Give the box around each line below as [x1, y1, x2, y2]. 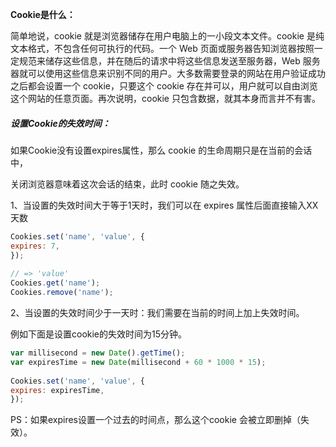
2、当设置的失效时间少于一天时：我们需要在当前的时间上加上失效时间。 [10, 307, 305, 319]
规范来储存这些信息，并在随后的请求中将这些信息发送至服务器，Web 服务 [18, 55, 321, 67]
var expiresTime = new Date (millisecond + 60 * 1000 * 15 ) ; [10, 357, 267, 367]
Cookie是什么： [10, 9, 76, 20]
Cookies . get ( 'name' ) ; [10, 278, 101, 288]
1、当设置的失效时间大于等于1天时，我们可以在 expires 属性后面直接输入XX [10, 199, 319, 211]
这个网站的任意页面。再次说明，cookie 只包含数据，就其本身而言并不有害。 [10, 93, 321, 104]
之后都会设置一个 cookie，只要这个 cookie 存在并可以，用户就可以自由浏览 [10, 80, 318, 92]
